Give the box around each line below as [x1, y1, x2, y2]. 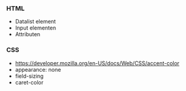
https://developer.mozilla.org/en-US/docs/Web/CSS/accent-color [15, 59, 180, 67]
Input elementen [15, 24, 57, 31]
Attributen [15, 31, 41, 38]
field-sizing [15, 72, 44, 80]
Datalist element [15, 18, 56, 25]
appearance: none [15, 66, 61, 73]
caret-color [15, 78, 44, 86]
